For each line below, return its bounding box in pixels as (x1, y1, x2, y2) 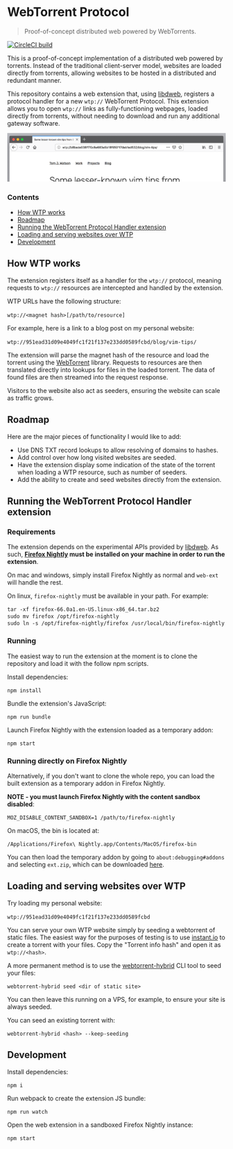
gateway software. (7, 119, 60, 127)
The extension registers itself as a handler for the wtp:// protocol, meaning (7, 276, 222, 285)
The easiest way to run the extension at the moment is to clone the (7, 652, 198, 660)
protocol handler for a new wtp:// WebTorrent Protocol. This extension (7, 97, 209, 105)
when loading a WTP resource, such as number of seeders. (17, 468, 187, 476)
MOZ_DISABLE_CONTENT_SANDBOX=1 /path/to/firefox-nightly (7, 814, 175, 821)
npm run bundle (7, 713, 51, 721)
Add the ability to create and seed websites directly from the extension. (17, 475, 222, 483)
